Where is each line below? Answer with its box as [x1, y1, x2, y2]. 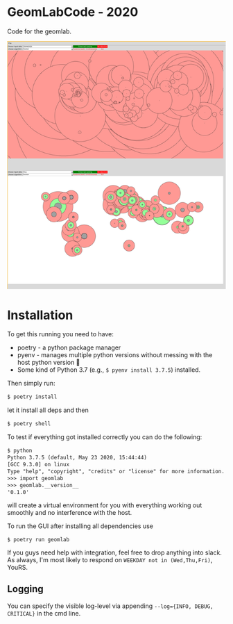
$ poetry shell [7, 420, 51, 427]
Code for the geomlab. [7, 27, 71, 35]
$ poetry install [7, 393, 58, 400]
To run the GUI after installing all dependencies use [7, 522, 154, 530]
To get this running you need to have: [7, 330, 114, 338]
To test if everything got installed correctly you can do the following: [7, 433, 202, 441]
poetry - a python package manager [17, 343, 121, 352]
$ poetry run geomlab [7, 536, 70, 543]
